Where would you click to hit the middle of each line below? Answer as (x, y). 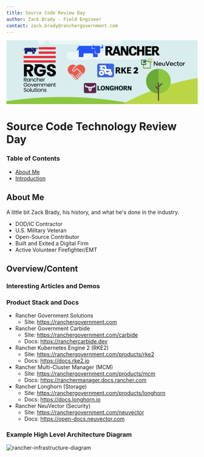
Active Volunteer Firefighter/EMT (56, 250)
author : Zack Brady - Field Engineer (54, 19)
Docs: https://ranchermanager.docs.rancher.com (85, 380)
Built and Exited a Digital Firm (52, 243)
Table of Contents (33, 159)
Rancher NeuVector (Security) (53, 406)
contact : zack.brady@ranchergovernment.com (62, 26)
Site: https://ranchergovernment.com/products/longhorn (95, 393)
